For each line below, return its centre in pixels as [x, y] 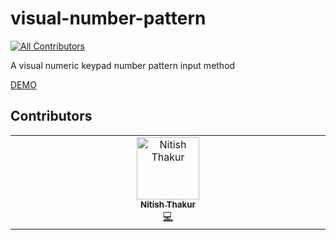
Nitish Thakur [168, 204]
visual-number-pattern [108, 18]
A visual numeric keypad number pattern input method [123, 65]
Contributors [51, 116]
